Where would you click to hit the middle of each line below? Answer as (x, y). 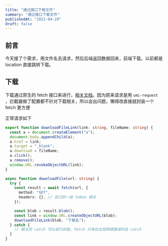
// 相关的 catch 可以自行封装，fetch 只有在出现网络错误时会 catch (78, 229)
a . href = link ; (25, 142)
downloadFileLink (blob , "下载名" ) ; (50, 220)
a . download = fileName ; (34, 151)
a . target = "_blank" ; (32, 146)
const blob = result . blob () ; (44, 211)
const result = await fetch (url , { (51, 188)
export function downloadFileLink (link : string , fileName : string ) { (79, 128)
